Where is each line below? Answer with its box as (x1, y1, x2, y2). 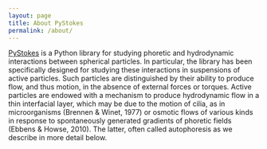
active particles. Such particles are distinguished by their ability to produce (8, 73, 254, 84)
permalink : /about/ (8, 26, 73, 34)
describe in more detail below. (8, 133, 108, 143)
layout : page (8, 11, 52, 20)
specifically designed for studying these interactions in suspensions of (8, 65, 241, 75)
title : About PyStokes (8, 19, 84, 27)
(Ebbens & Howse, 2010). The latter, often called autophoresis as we (8, 124, 233, 134)
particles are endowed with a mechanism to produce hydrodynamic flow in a (8, 91, 260, 100)
